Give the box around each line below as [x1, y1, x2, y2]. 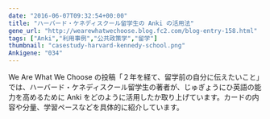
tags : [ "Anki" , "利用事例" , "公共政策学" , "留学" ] [8, 34, 158, 43]
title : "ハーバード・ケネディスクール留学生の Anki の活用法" [8, 19, 195, 27]
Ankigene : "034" [8, 49, 63, 57]
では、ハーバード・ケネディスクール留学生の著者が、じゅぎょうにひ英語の [8, 82, 255, 92]
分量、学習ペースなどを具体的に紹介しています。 [22, 102, 184, 112]
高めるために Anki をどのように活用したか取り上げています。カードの [22, 92, 252, 101]
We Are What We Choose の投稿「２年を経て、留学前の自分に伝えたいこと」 [8, 72, 260, 81]
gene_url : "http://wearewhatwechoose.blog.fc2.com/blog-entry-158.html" [8, 27, 258, 35]
